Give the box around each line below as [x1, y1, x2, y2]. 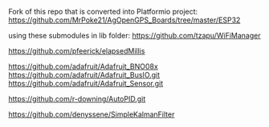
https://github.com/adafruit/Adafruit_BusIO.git [8, 70, 161, 79]
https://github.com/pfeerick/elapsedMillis [8, 46, 145, 55]
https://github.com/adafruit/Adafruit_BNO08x [8, 62, 158, 71]
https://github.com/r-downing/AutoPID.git [8, 94, 146, 103]
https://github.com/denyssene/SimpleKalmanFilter [8, 109, 175, 119]
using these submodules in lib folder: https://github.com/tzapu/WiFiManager [8, 31, 261, 40]
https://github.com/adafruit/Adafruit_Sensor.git [8, 79, 164, 88]
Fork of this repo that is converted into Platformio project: [8, 7, 198, 16]
